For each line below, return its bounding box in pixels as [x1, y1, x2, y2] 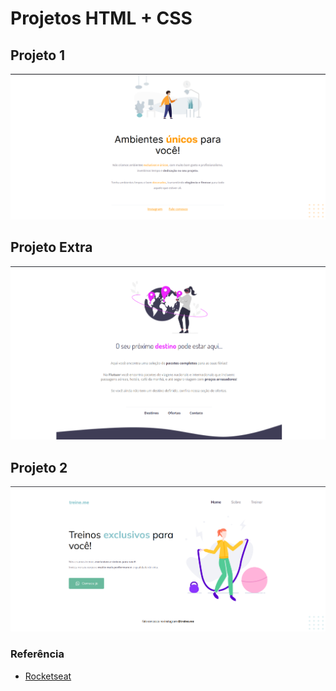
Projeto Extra [10, 239, 93, 256]
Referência [10, 647, 65, 661]
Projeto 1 [10, 47, 66, 64]
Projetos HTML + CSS [10, 7, 193, 30]
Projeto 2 [10, 459, 68, 476]
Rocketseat [24, 670, 72, 682]
